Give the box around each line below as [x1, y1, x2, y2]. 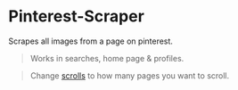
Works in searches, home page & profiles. [29, 53, 185, 63]
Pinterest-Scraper [8, 6, 144, 27]
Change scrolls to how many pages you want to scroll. [29, 70, 230, 81]
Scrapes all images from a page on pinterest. [8, 36, 173, 46]
